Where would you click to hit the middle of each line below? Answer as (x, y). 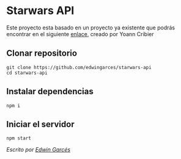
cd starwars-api (27, 73)
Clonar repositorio (42, 54)
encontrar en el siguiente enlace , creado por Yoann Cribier (80, 34)
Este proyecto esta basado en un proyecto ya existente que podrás (91, 28)
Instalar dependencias (50, 91)
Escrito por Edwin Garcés (39, 150)
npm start (19, 138)
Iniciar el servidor (40, 124)
